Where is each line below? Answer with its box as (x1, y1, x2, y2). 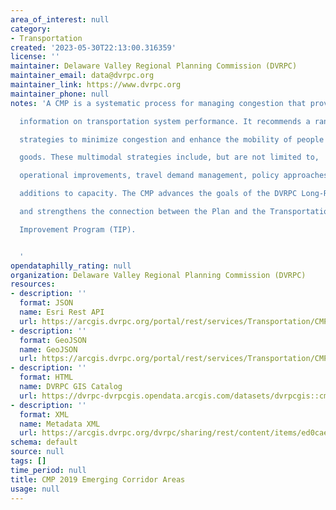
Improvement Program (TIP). (19, 224, 137, 235)
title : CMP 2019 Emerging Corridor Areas (10, 474, 186, 485)
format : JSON (19, 298, 74, 308)
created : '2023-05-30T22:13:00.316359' (10, 42, 177, 53)
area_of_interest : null (10, 14, 110, 25)
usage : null (10, 484, 60, 494)
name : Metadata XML (19, 419, 101, 429)
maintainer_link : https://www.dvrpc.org (10, 80, 182, 90)
